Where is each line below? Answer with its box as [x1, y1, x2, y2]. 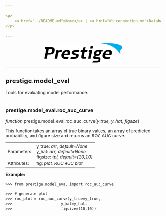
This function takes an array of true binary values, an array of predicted [5, 128, 151, 134]
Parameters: [7, 148, 33, 154]
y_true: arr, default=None [36, 143, 88, 149]
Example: [5, 171, 26, 177]
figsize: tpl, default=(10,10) [36, 154, 93, 160]
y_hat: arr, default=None [36, 148, 86, 154]
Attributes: [7, 161, 29, 166]
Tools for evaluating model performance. [5, 90, 88, 96]
